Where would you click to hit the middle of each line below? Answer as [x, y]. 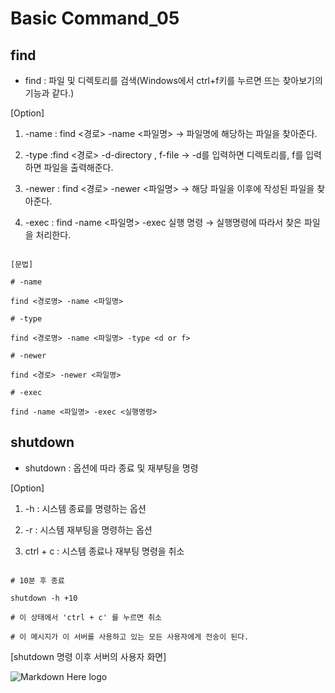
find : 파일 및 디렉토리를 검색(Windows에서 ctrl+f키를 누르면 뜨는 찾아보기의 [173, 80]
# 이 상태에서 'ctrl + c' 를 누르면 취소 [86, 617]
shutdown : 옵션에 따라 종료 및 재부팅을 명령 [111, 468]
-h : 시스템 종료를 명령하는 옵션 [85, 508]
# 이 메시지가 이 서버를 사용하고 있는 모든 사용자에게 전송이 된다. [130, 637]
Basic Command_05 [95, 18]
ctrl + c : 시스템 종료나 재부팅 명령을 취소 [104, 551]
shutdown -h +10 [44, 598]
